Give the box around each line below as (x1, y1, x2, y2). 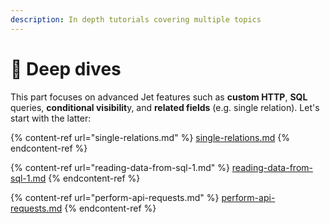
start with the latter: (10, 112, 92, 124)
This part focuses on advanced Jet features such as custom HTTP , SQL (10, 91, 308, 103)
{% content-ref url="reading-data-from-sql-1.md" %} (10, 161, 230, 173)
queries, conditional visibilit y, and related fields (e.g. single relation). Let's (10, 101, 320, 113)
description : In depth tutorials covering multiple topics (10, 14, 262, 25)
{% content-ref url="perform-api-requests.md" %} (10, 191, 220, 203)
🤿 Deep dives (10, 57, 122, 80)
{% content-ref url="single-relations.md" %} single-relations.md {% (10, 131, 290, 143)
